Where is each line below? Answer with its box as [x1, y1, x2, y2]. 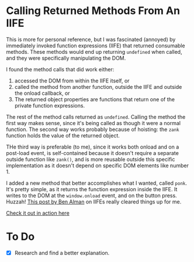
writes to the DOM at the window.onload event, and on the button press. [6, 192, 177, 199]
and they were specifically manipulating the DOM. [6, 54, 126, 61]
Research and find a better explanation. [14, 249, 110, 256]
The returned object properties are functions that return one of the [14, 95, 175, 103]
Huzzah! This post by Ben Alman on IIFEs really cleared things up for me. [6, 198, 182, 205]
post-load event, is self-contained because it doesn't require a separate [6, 149, 179, 156]
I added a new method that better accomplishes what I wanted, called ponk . [6, 180, 188, 187]
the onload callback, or [14, 89, 70, 96]
